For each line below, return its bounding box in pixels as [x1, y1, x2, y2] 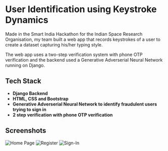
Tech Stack [5, 77, 41, 85]
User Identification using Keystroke [5, 4, 157, 15]
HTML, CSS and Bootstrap [12, 95, 69, 102]
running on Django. [5, 62, 45, 68]
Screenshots [5, 126, 46, 135]
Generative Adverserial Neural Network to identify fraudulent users [12, 101, 157, 107]
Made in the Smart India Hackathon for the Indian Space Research [5, 31, 143, 37]
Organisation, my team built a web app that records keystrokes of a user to [5, 36, 160, 42]
